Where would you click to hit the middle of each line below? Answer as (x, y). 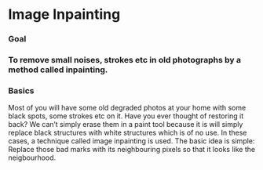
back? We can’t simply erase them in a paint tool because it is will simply (126, 125)
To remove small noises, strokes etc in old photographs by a (125, 60)
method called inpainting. (58, 70)
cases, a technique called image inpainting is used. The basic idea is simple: (131, 141)
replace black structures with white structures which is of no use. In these (128, 133)
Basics (21, 90)
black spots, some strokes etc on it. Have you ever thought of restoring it (126, 116)
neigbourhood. (32, 157)
